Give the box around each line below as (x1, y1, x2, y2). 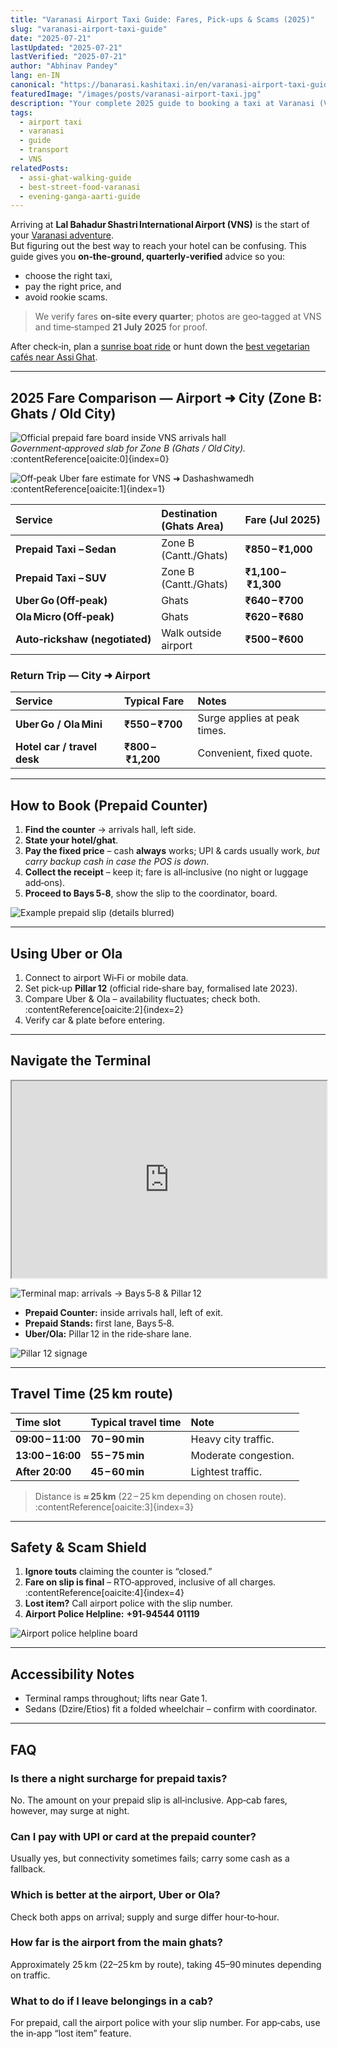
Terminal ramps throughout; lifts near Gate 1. (24, 1692, 208, 1705)
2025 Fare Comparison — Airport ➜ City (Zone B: (10, 389, 323, 406)
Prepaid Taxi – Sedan (15, 542, 117, 556)
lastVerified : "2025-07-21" (10, 52, 128, 62)
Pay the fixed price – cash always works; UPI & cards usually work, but (24, 845, 320, 857)
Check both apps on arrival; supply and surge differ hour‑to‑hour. (10, 1911, 280, 1923)
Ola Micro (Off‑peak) (15, 610, 115, 624)
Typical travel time (90, 1415, 182, 1429)
